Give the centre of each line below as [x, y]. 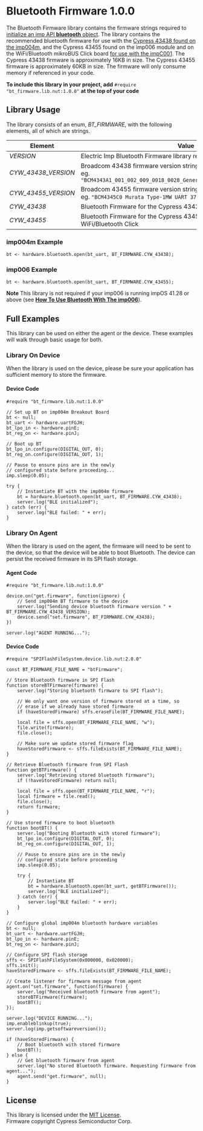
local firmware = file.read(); [56, 796]
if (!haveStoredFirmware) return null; [67, 781]
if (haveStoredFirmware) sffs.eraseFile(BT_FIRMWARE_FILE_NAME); [101, 712]
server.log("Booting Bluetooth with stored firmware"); [89, 834]
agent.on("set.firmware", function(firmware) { [67, 987]
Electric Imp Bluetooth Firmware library [136, 156]
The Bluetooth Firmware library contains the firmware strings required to [96, 28]
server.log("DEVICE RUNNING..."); [50, 1019]
